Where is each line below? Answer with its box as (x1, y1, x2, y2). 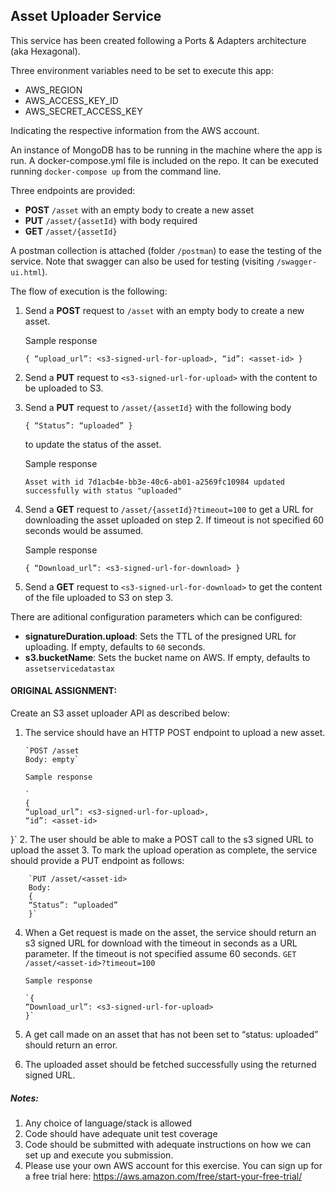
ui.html (10, 267, 43, 278)
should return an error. (24, 1039, 118, 1051)
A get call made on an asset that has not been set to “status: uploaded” (24, 1029, 319, 1041)
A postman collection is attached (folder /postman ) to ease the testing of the (10, 244, 323, 256)
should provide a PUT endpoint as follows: (10, 855, 185, 867)
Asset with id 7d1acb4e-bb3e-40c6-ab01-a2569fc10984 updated (24, 477, 286, 487)
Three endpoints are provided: (10, 184, 136, 196)
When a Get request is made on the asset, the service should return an (24, 927, 317, 939)
